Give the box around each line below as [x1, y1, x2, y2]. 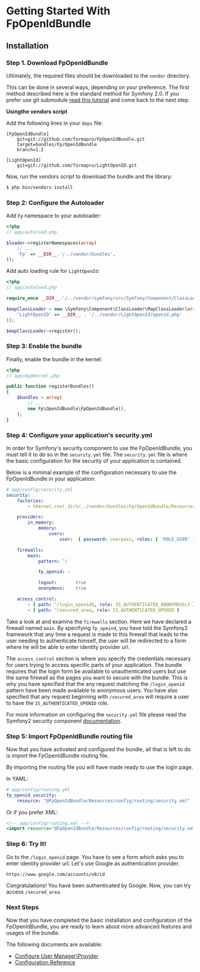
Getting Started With [6, 4, 111, 18]
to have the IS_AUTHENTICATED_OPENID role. [6, 699, 109, 706]
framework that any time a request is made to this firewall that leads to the [6, 630, 189, 638]
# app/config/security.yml [6, 487, 73, 493]
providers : [17, 514, 44, 520]
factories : [17, 497, 44, 504]
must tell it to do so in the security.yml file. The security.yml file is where [6, 451, 187, 458]
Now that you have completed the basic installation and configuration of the [6, 916, 192, 924]
